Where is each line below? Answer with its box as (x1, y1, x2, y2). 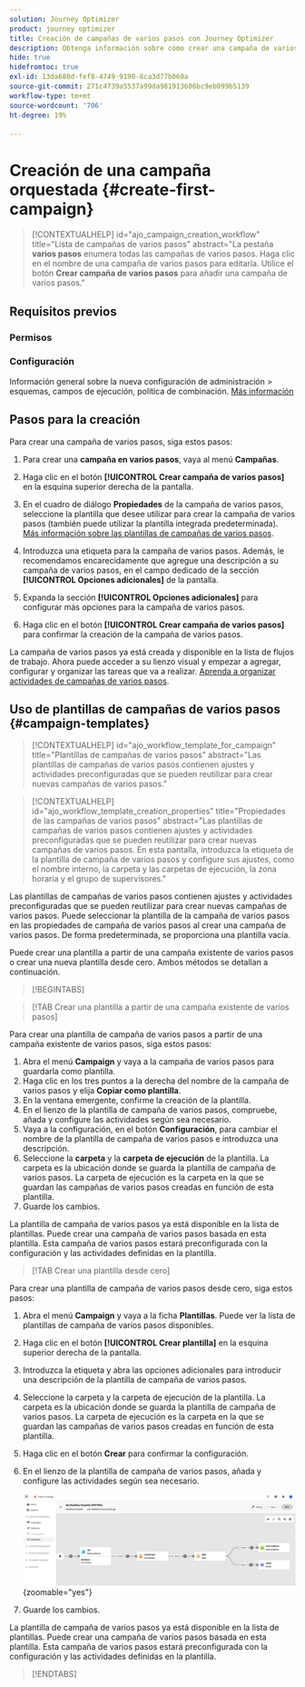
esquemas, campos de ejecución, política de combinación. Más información (9, 385, 294, 396)
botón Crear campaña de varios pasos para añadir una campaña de (31, 268, 288, 279)
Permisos (9, 331, 53, 344)
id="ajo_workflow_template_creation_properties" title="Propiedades (31, 805, 286, 817)
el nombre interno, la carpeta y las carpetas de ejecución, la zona (31, 863, 277, 874)
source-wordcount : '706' (9, 101, 103, 110)
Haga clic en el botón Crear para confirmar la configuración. (22, 1448, 250, 1459)
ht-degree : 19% (9, 110, 67, 120)
